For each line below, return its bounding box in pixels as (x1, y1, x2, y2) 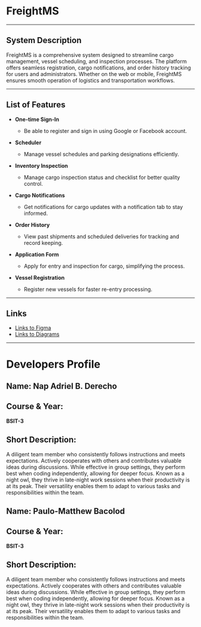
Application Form (14, 250, 59, 258)
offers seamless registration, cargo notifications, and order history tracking (6, 64, 191, 71)
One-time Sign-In (14, 116, 60, 123)
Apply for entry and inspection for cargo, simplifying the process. (23, 262, 185, 269)
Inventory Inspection (14, 162, 68, 169)
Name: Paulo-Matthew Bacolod (6, 506, 126, 516)
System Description (6, 35, 82, 46)
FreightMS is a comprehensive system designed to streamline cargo (6, 51, 174, 58)
